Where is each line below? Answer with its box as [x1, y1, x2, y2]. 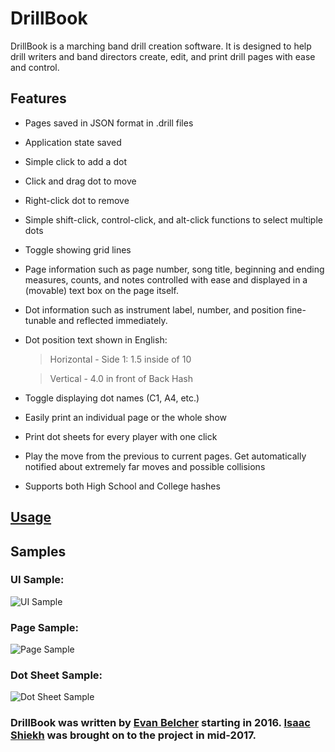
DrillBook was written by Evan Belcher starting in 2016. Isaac [10, 716, 311, 730]
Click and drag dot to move [24, 175, 137, 187]
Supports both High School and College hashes [24, 480, 221, 492]
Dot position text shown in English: [24, 333, 168, 346]
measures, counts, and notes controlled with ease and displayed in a [24, 273, 308, 286]
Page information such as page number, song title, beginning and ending [24, 263, 325, 275]
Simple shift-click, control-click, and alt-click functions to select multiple [24, 213, 323, 226]
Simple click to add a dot [24, 155, 127, 167]
